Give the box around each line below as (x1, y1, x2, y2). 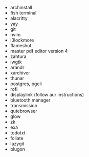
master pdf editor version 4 (10, 48, 68, 54)
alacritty (10, 15, 28, 21)
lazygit (10, 141, 25, 147)
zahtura (10, 53, 27, 60)
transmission (10, 103, 37, 108)
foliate (10, 135, 24, 141)
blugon (10, 146, 26, 152)
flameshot (10, 43, 32, 48)
